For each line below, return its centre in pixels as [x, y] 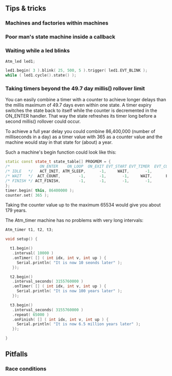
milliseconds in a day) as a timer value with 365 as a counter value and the [84, 137]
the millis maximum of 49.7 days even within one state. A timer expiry [79, 105]
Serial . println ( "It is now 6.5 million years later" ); [79, 324]
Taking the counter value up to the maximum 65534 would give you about [83, 205]
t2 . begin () [21, 277]
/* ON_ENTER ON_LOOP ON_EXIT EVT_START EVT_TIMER [78, 166]
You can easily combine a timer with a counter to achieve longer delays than [86, 100]
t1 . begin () [21, 249]
